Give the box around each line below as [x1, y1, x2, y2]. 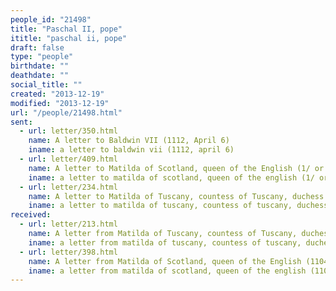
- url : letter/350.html [19, 126, 118, 136]
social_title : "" [10, 80, 83, 90]
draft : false [10, 42, 65, 53]
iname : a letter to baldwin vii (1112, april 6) [28, 145, 235, 155]
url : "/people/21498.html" [10, 107, 123, 118]
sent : [10, 117, 33, 127]
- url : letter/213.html [19, 219, 118, 230]
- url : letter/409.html [19, 154, 118, 164]
